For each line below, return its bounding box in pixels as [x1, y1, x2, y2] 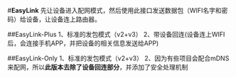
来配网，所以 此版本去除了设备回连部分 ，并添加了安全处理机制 [7, 63, 188, 71]
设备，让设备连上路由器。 [26, 15, 101, 23]
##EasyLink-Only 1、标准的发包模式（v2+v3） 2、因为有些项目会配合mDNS [7, 54, 230, 62]
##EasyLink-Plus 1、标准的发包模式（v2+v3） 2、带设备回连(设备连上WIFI [7, 30, 225, 38]
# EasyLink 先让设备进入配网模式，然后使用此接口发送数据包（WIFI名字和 [7, 6, 222, 14]
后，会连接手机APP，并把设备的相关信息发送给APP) [7, 39, 159, 48]
